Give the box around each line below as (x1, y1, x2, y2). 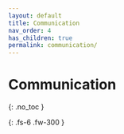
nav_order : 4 (8, 26, 52, 34)
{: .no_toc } (8, 102, 45, 112)
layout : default (8, 11, 62, 20)
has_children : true (8, 33, 73, 42)
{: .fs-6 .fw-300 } (8, 117, 65, 128)
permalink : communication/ (8, 41, 98, 49)
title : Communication (8, 19, 80, 27)
